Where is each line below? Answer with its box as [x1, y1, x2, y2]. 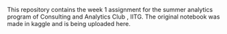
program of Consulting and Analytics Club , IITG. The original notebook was [7, 13, 220, 21]
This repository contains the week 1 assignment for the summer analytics [7, 6, 213, 13]
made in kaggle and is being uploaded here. [7, 20, 131, 27]
